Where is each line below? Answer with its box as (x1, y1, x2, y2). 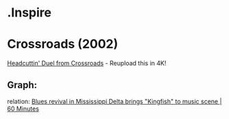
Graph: (7, 79, 38, 91)
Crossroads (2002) (7, 36, 119, 52)
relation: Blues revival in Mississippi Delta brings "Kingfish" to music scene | (7, 97, 222, 105)
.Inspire (7, 5, 51, 21)
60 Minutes (7, 105, 40, 113)
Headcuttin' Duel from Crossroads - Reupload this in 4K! (7, 59, 167, 67)
